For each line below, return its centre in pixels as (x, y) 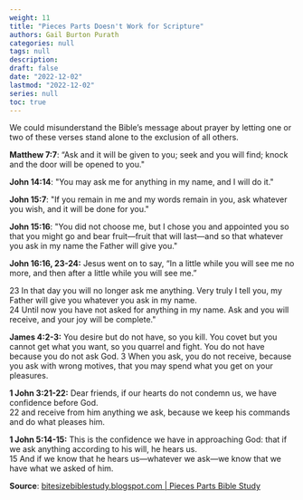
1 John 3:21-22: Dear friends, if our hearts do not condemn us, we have (143, 393)
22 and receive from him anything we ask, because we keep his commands (150, 412)
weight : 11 (30, 18)
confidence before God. (54, 403)
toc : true (28, 102)
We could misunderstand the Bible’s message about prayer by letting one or (151, 128)
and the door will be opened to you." (77, 165)
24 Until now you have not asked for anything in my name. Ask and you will (149, 310)
